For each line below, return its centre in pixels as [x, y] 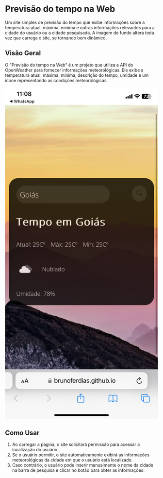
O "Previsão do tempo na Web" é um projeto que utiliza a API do [69, 65]
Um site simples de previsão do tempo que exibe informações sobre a [75, 22]
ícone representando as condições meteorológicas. [57, 80]
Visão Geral [23, 53]
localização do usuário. [35, 449]
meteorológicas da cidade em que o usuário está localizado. [72, 460]
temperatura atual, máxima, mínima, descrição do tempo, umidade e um [77, 75]
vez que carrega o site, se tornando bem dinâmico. [56, 38]
